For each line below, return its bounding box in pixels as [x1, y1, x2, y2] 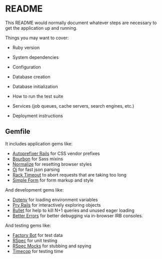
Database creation [12, 73, 51, 79]
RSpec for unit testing [12, 237, 57, 243]
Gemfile [5, 127, 30, 136]
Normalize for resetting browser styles [12, 161, 92, 167]
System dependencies [12, 54, 59, 60]
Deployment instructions [12, 113, 63, 119]
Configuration [12, 64, 41, 70]
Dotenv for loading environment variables [12, 197, 98, 203]
